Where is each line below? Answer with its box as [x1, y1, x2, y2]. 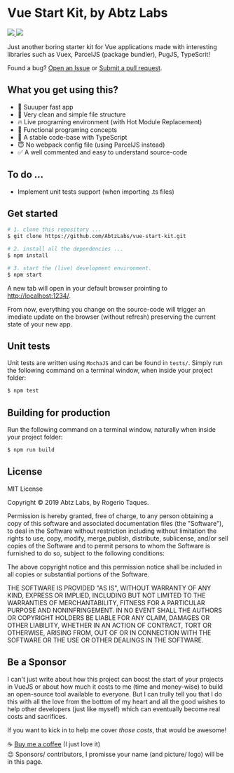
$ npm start [7, 271, 42, 278]
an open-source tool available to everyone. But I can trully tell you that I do [7, 689, 223, 698]
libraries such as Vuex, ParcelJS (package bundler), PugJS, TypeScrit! [7, 50, 210, 58]
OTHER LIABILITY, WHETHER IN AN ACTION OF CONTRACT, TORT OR [7, 621, 212, 629]
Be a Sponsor [7, 656, 67, 668]
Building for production [7, 407, 111, 418]
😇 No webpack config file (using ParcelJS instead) [17, 140, 165, 149]
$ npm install [7, 252, 49, 259]
